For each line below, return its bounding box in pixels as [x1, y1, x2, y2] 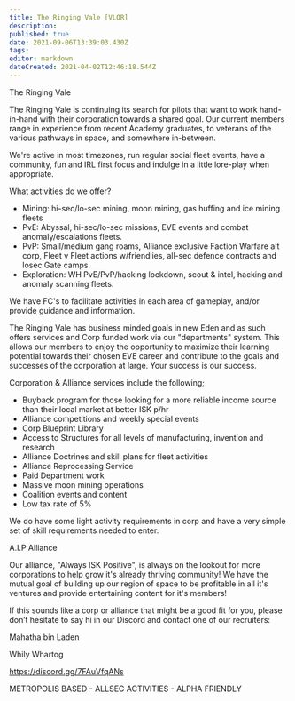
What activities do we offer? [9, 186, 112, 196]
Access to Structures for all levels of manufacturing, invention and [21, 432, 264, 442]
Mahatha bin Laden [9, 632, 80, 642]
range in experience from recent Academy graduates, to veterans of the [9, 123, 272, 133]
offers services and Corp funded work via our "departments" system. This [9, 331, 281, 342]
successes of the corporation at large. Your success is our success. [9, 360, 257, 370]
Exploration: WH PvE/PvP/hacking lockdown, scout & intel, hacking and [21, 268, 283, 280]
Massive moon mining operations [21, 479, 144, 490]
